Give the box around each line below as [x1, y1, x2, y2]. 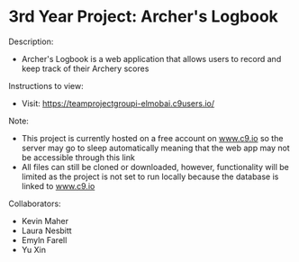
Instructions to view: [8, 80, 84, 91]
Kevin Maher [21, 215, 69, 226]
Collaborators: [8, 198, 61, 209]
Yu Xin [21, 244, 47, 255]
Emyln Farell [21, 234, 68, 245]
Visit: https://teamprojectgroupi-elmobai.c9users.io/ [21, 97, 215, 109]
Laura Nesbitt [21, 225, 73, 236]
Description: [8, 36, 54, 47]
